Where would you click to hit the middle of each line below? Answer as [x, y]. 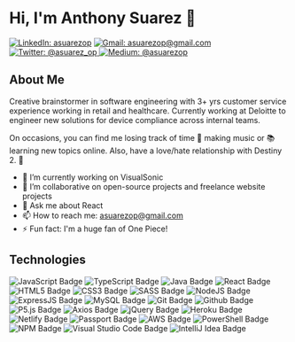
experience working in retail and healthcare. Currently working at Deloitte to [147, 111]
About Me [37, 80]
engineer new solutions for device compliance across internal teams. [135, 120]
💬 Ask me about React [62, 205]
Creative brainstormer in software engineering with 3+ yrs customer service [148, 101]
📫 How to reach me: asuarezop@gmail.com [102, 215]
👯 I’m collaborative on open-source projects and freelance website [144, 186]
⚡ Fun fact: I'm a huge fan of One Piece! [95, 229]
